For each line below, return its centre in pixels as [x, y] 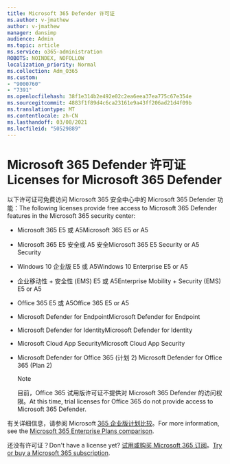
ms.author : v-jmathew [38, 20]
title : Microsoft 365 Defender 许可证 [61, 13]
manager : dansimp [32, 33]
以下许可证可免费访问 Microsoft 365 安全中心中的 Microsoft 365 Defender [112, 199]
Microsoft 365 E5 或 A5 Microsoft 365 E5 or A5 [83, 230]
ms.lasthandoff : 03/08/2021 [47, 122]
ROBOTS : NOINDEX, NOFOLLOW [46, 58]
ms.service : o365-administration [55, 52]
